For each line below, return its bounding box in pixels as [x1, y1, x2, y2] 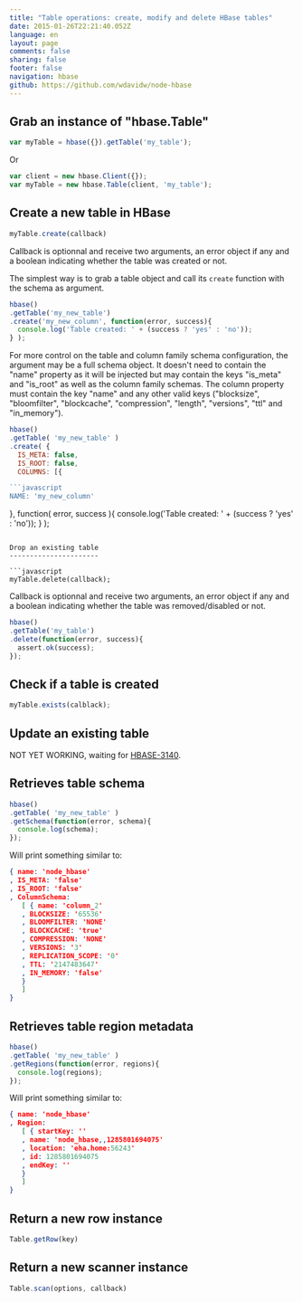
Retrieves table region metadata [9, 1019, 194, 1034]
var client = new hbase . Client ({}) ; [9, 172, 147, 181]
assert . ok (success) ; [17, 643, 95, 652]
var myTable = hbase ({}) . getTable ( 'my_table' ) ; [9, 138, 193, 147]
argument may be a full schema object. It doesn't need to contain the [9, 359, 267, 371]
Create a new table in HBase [9, 205, 171, 221]
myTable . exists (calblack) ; [9, 700, 111, 710]
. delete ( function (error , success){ [9, 634, 144, 643]
